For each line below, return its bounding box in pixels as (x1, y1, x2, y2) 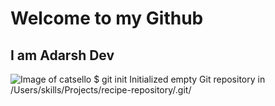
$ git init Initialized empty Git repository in (93, 73, 266, 85)
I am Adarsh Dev (10, 47, 115, 64)
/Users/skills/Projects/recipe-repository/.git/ (10, 84, 192, 96)
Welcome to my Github (10, 7, 204, 30)
